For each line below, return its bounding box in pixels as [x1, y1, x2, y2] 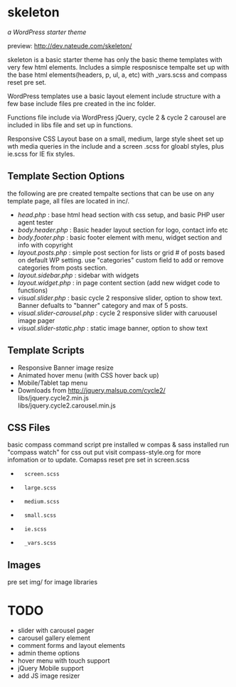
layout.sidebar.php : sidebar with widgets [17, 271, 139, 279]
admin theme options [17, 649, 80, 658]
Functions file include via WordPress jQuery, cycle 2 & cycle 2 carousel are [7, 113, 226, 122]
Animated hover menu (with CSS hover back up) [17, 371, 159, 379]
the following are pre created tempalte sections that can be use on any [7, 189, 215, 198]
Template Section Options [7, 170, 125, 182]
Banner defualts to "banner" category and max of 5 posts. [17, 301, 188, 309]
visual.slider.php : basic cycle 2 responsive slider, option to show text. [17, 293, 222, 302]
